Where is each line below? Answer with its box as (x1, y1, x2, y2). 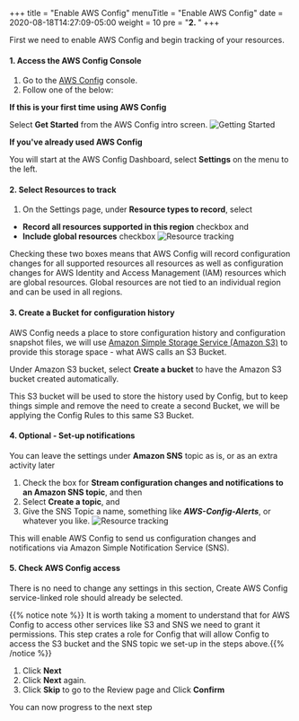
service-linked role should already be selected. (9, 593, 184, 603)
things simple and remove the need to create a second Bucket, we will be (9, 400, 280, 411)
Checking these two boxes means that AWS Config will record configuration (9, 249, 291, 259)
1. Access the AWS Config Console (9, 55, 142, 66)
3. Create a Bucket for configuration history (9, 307, 175, 318)
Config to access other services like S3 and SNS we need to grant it (9, 620, 260, 630)
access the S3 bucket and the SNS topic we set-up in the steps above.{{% (9, 638, 285, 649)
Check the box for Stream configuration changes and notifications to (22, 477, 285, 488)
